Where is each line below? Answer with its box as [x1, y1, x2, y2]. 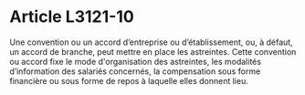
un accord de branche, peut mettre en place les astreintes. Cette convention [9, 46, 297, 57]
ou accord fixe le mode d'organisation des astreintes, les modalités [9, 56, 262, 67]
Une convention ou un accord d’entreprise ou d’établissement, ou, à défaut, [9, 37, 294, 47]
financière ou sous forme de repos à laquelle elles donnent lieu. [9, 75, 248, 86]
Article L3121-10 [9, 6, 134, 27]
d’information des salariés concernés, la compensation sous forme [9, 66, 261, 77]
